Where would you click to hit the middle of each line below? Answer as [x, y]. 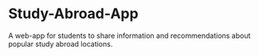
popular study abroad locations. [61, 43]
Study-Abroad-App [73, 14]
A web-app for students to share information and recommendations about [129, 35]
